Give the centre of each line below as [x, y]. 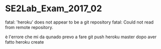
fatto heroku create [25, 42]
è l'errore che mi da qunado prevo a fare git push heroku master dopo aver [81, 37]
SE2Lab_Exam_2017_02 [54, 9]
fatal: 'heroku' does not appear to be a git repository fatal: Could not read [80, 22]
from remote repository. [29, 27]
